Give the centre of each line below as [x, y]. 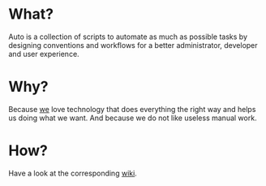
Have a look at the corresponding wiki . [73, 173]
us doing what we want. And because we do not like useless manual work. [133, 118]
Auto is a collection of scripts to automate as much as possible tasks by [128, 37]
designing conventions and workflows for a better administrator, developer [133, 45]
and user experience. [44, 54]
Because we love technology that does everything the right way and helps [132, 109]
